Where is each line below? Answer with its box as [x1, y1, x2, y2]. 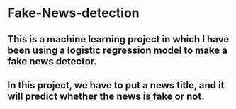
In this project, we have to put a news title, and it [7, 79, 225, 91]
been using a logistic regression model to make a [7, 44, 228, 56]
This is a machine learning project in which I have [7, 33, 230, 45]
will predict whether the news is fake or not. [7, 90, 205, 102]
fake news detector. [7, 55, 97, 67]
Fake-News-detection [7, 5, 140, 21]
